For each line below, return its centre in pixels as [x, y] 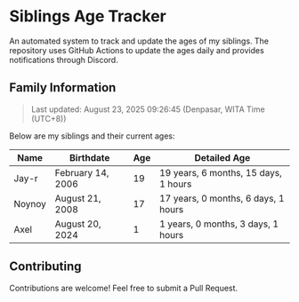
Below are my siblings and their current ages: [92, 136]
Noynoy [30, 203]
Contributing [45, 267]
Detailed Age [222, 157]
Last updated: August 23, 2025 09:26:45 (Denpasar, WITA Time [148, 109]
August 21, [78, 198]
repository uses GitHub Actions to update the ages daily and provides [137, 50]
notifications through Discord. [64, 60]
